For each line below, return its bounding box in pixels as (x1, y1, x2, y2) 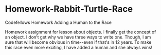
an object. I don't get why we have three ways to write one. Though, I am (5, 34, 151, 40)
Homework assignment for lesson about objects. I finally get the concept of (5, 29, 156, 35)
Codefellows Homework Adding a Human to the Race (5, 19, 112, 25)
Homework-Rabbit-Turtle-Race (5, 3, 133, 15)
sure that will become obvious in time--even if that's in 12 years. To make (5, 39, 152, 45)
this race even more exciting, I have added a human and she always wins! (5, 44, 153, 50)
